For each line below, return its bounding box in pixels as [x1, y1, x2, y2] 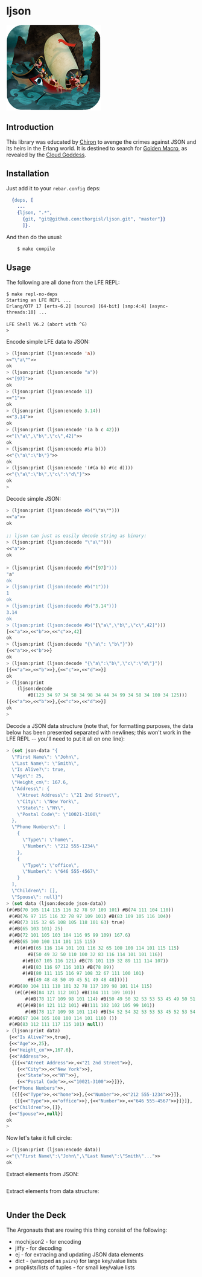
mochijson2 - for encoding [14, 1238, 81, 1245]
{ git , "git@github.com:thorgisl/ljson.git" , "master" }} [22, 216, 166, 222]
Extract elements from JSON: [6, 1170, 79, 1177]
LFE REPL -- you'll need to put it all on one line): [6, 735, 125, 742]
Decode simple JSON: [6, 495, 62, 502]
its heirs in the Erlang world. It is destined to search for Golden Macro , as [6, 144, 188, 152]
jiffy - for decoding [14, 1244, 62, 1252]
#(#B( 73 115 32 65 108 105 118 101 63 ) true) [8, 919, 125, 925]
